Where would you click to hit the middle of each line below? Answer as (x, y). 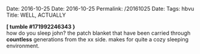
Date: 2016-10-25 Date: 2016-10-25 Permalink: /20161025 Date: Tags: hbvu (100, 9)
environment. (23, 46)
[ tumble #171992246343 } (41, 27)
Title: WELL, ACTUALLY (36, 15)
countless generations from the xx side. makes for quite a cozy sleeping (98, 39)
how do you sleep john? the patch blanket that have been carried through (98, 33)
